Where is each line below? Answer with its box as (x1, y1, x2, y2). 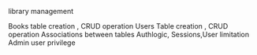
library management (8, 7, 74, 15)
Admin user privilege (8, 38, 76, 47)
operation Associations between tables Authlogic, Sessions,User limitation (8, 30, 250, 39)
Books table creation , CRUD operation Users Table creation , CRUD (8, 22, 229, 30)
